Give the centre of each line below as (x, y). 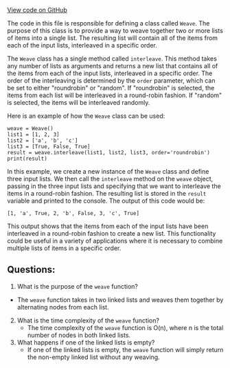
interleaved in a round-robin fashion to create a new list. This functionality (112, 233)
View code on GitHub (37, 10)
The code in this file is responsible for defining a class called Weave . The (108, 23)
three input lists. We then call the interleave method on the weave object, (110, 179)
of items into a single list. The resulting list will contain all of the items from (113, 38)
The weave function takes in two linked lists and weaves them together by (120, 300)
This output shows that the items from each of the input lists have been (108, 226)
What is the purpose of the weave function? (78, 286)
